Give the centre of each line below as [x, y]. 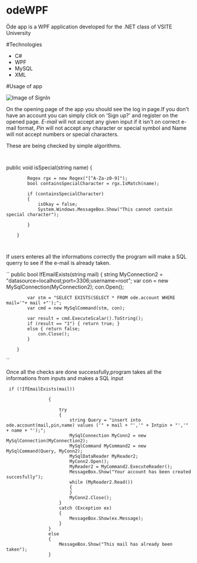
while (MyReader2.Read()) [101, 482]
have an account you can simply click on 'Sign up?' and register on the [92, 115]
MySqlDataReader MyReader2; [104, 456]
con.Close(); [53, 334]
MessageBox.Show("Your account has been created [130, 472]
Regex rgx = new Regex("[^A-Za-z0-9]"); [78, 178]
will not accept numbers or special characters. [63, 134]
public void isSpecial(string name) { [49, 167]
